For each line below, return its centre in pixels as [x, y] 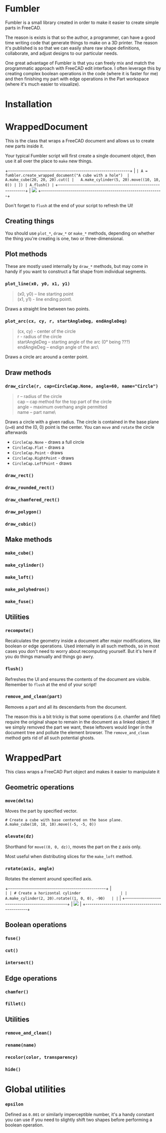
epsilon [14, 1104]
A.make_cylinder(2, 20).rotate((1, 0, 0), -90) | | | [63, 898]
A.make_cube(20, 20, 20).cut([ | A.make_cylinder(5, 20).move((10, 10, [83, 180]
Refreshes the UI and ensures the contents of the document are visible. [78, 679]
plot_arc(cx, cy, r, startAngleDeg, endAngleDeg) [66, 321]
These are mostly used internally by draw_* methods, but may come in [77, 266]
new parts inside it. [25, 146]
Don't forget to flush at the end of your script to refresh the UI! [69, 206]
